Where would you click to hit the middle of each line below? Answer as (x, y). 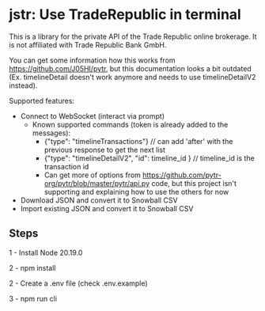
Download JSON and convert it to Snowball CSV (99, 200)
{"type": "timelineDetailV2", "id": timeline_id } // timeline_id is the (150, 158)
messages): (51, 133)
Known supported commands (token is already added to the (130, 124)
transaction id (66, 166)
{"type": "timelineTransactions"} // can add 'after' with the (138, 141)
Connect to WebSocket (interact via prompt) (93, 116)
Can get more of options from (93, 175)
